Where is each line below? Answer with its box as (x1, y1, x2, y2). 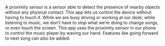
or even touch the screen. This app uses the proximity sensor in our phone (5, 25, 156, 31)
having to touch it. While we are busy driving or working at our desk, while (5, 15, 156, 20)
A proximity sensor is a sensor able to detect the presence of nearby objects (5, 4, 160, 10)
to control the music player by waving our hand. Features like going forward (5, 30, 158, 36)
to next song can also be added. (5, 35, 70, 41)
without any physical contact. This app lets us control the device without (5, 9, 152, 15)
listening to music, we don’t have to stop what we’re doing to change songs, (5, 20, 159, 25)
